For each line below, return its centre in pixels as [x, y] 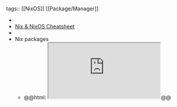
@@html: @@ [97, 97]
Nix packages [32, 39]
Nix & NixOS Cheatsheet [45, 26]
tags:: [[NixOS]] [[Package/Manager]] [52, 9]
